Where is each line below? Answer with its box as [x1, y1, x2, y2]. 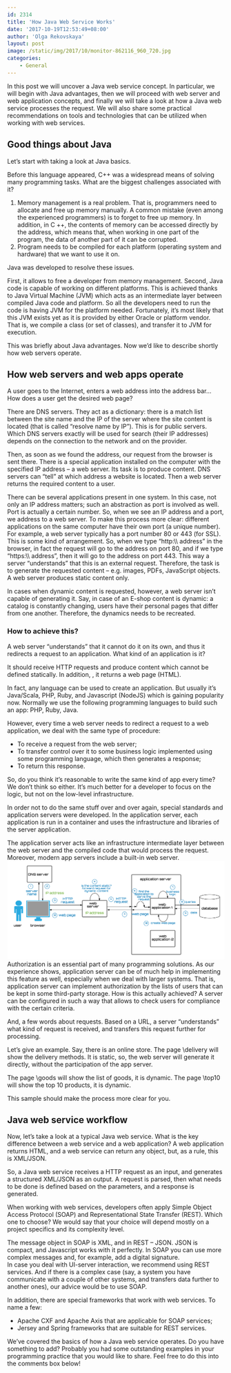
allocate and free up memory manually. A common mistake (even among [17, 206, 223, 214]
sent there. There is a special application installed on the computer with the [7, 458, 221, 466]
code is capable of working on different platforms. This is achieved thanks [7, 284, 218, 292]
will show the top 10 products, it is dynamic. [7, 1081, 132, 1089]
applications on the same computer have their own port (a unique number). [7, 522, 221, 531]
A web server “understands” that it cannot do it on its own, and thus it [7, 642, 205, 651]
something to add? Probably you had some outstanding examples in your [7, 1345, 215, 1353]
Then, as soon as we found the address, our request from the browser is [7, 450, 213, 459]
